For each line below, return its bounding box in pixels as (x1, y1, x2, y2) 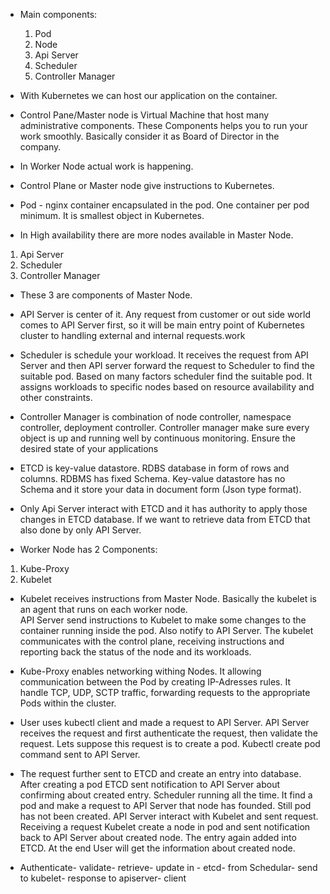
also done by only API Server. (19, 524, 142, 536)
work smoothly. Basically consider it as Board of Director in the (19, 130, 280, 142)
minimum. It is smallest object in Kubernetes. (19, 210, 205, 221)
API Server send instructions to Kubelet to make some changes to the (19, 614, 307, 626)
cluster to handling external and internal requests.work (19, 330, 246, 341)
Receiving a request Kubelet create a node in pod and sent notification (19, 821, 311, 833)
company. (19, 141, 62, 153)
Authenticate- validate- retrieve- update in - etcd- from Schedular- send (19, 862, 318, 873)
